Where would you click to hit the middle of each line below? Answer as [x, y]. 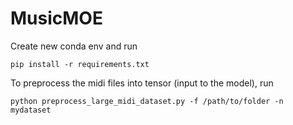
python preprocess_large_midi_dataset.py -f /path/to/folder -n [147, 101]
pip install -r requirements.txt [80, 64]
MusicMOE [56, 18]
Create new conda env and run [74, 46]
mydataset [31, 110]
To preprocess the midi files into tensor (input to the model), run [142, 83]
